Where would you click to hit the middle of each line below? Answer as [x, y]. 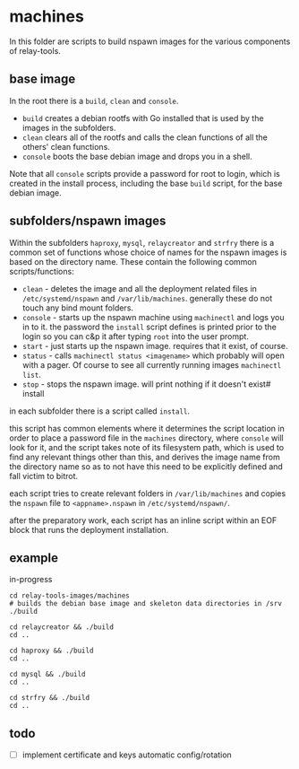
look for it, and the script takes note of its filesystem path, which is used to [147, 447]
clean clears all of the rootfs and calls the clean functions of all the [145, 137]
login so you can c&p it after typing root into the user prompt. [135, 336]
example [34, 558]
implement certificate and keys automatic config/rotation [127, 755]
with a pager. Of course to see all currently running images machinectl [152, 364]
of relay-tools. [35, 50]
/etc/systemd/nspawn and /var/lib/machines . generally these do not [147, 298]
